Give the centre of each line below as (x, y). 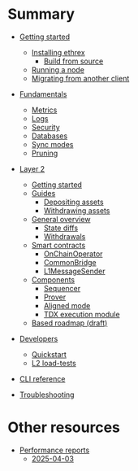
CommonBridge (70, 262)
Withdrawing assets (77, 210)
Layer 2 (32, 168)
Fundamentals (43, 94)
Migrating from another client (80, 78)
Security (45, 127)
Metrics (44, 110)
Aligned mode (67, 305)
